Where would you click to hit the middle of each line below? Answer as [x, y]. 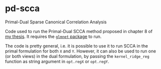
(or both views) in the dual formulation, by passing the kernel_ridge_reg [77, 56]
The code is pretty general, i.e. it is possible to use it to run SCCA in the [77, 46]
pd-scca [22, 9]
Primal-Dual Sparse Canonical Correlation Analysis [56, 22]
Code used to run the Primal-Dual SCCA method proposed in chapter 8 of [79, 31]
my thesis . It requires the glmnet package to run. [53, 36]
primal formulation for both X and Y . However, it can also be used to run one [81, 51]
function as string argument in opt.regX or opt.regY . [57, 61]
